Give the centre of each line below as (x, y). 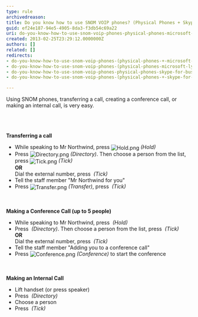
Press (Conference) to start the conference (90, 253)
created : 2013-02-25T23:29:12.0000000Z (55, 39)
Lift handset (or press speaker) (52, 290)
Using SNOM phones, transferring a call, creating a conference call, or (92, 99)
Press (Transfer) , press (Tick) (70, 187)
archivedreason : (26, 17)
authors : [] (21, 45)
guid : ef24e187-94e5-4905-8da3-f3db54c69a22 (62, 28)
